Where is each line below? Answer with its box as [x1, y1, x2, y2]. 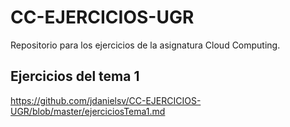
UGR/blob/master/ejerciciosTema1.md [10, 105, 166, 117]
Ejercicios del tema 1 [10, 68, 140, 85]
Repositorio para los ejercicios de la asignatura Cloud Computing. [10, 39, 281, 51]
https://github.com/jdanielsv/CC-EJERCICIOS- [10, 94, 202, 106]
